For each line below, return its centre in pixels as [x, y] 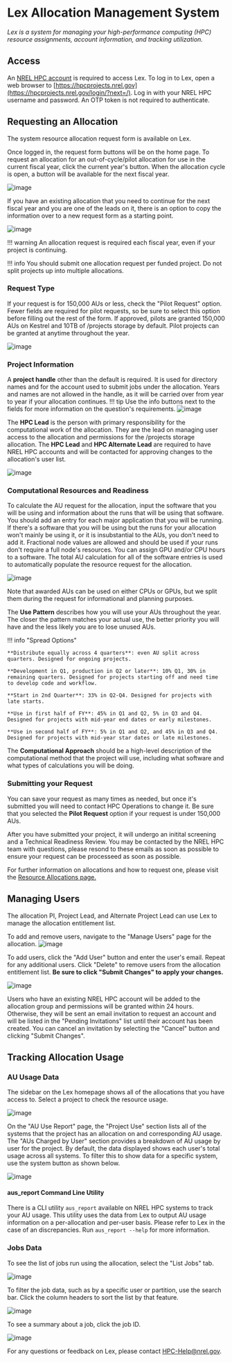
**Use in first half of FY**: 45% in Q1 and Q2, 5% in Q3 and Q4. [105, 714]
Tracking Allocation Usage [65, 1057]
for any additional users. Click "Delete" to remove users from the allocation [114, 964]
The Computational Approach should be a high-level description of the [109, 751]
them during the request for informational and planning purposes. [100, 599]
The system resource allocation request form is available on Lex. [99, 138]
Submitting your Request [50, 783]
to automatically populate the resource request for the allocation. [100, 565]
